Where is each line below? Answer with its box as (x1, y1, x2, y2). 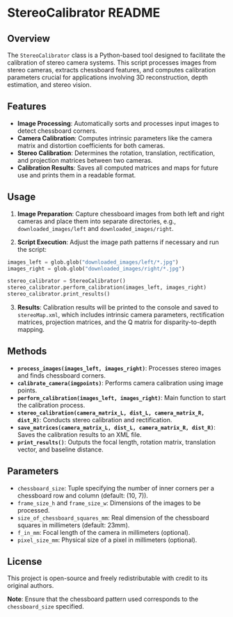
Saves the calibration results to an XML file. (17, 430, 142, 439)
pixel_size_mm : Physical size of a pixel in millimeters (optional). (17, 536, 198, 544)
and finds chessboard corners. (17, 371, 106, 380)
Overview (7, 33, 51, 45)
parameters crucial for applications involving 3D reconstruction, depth (7, 73, 209, 81)
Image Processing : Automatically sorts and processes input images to (17, 119, 219, 127)
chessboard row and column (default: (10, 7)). (17, 491, 148, 499)
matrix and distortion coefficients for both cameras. (17, 141, 166, 150)
